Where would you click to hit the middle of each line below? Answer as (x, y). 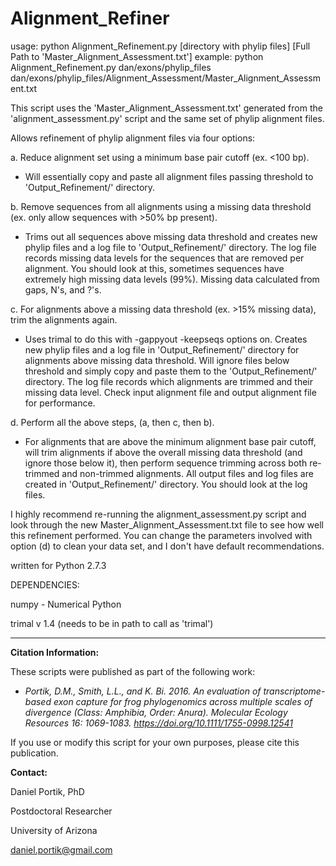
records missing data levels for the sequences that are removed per (164, 258)
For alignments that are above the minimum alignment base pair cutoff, (170, 441)
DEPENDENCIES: (45, 584)
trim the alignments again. (64, 319)
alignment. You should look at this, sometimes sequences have (154, 268)
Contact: (29, 772)
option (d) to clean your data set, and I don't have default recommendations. (167, 546)
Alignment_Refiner (90, 18)
